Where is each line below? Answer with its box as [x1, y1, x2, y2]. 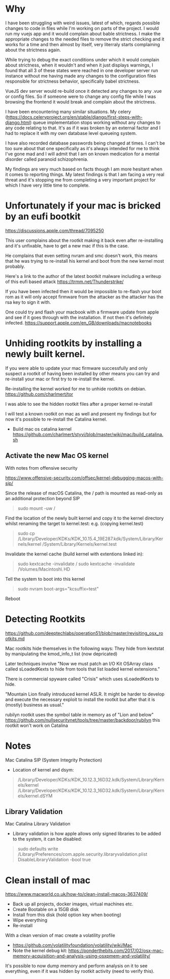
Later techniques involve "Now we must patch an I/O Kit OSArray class [5, 660, 153, 667]
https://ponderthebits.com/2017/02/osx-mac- [68, 948, 164, 954]
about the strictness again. [5, 47, 61, 53]
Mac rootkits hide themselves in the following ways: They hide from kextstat [5, 645, 164, 651]
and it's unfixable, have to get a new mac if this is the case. [5, 242, 129, 249]
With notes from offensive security [5, 465, 78, 471]
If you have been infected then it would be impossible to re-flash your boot [5, 288, 161, 294]
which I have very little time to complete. [5, 182, 90, 188]
